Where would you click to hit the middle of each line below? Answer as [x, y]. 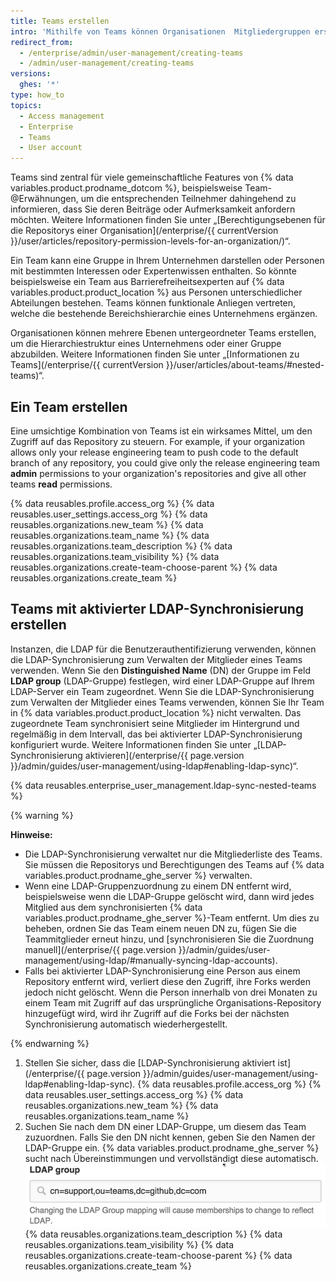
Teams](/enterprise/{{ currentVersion [87, 365]
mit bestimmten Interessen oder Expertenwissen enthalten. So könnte [153, 271]
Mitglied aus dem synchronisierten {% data [113, 907]
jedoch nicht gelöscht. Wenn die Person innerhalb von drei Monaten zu [171, 992]
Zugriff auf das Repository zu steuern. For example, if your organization [157, 441]
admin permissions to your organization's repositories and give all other [158, 473]
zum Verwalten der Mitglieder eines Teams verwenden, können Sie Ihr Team [167, 702]
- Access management [62, 116]
